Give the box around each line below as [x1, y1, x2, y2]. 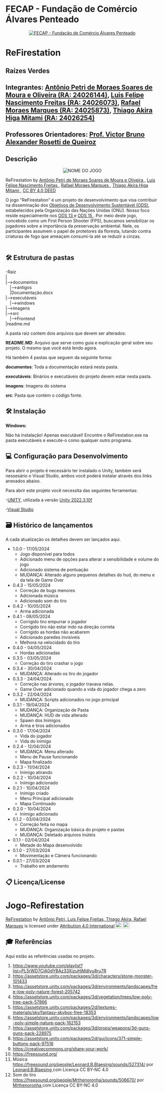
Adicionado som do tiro [19, 598, 67, 604]
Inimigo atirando [19, 770, 53, 775]
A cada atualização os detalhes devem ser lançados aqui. [5, 537, 121, 543]
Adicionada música [19, 593, 58, 599]
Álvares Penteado [5, 14, 79, 25]
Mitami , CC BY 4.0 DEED [5, 187, 56, 194]
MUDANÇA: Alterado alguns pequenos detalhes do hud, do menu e [19, 572, 155, 578]
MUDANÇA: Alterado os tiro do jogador [19, 671, 99, 677]
